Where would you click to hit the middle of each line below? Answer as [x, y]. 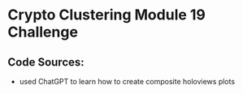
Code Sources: [46, 62]
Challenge [43, 32]
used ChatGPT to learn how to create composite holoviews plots [127, 81]
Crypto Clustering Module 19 [107, 15]
